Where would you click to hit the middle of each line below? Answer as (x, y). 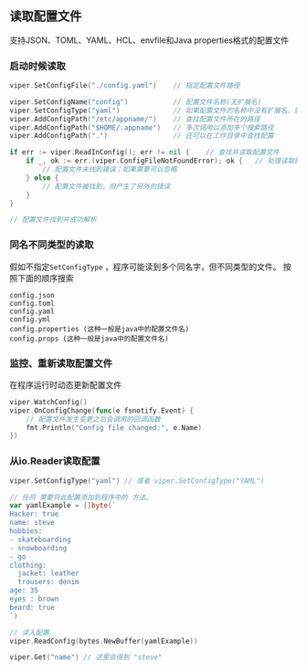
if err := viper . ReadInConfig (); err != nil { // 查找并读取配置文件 (145, 152)
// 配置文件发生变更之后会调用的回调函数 (94, 419)
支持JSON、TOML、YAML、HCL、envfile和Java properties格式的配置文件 (149, 40)
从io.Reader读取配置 (55, 461)
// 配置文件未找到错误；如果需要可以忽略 (110, 170)
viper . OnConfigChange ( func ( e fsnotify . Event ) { (102, 410)
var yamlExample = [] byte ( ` (63, 506)
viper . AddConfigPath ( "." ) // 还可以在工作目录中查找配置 (142, 136)
